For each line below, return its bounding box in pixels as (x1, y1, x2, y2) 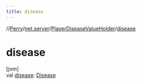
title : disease (6, 8, 44, 15)
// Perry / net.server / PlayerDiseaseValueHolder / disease (6, 25, 136, 32)
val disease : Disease (6, 72, 56, 79)
